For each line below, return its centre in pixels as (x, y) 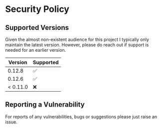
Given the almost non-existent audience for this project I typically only (77, 39)
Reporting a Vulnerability (45, 105)
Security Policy (37, 9)
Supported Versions (37, 28)
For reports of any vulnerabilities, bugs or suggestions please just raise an (81, 117)
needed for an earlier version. (36, 50)
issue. (11, 122)
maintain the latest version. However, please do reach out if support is (77, 45)
